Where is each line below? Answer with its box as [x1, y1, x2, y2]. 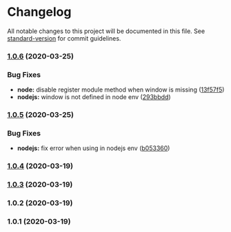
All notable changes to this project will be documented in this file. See [7, 27, 205, 35]
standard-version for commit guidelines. [7, 34, 121, 42]
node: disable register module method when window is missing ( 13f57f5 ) [17, 85, 225, 94]
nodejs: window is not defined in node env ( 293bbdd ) [17, 93, 171, 101]
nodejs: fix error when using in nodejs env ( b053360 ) [17, 144, 170, 152]
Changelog [7, 4, 72, 20]
